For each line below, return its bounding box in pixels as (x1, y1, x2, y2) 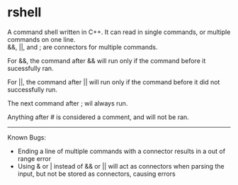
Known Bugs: (7, 133, 46, 142)
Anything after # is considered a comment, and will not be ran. (7, 113, 189, 121)
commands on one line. (7, 35, 76, 43)
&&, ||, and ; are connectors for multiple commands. (7, 43, 158, 51)
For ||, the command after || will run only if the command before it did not (7, 77, 220, 86)
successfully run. (7, 85, 58, 94)
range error (17, 154, 52, 163)
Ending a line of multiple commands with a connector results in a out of (17, 147, 225, 155)
